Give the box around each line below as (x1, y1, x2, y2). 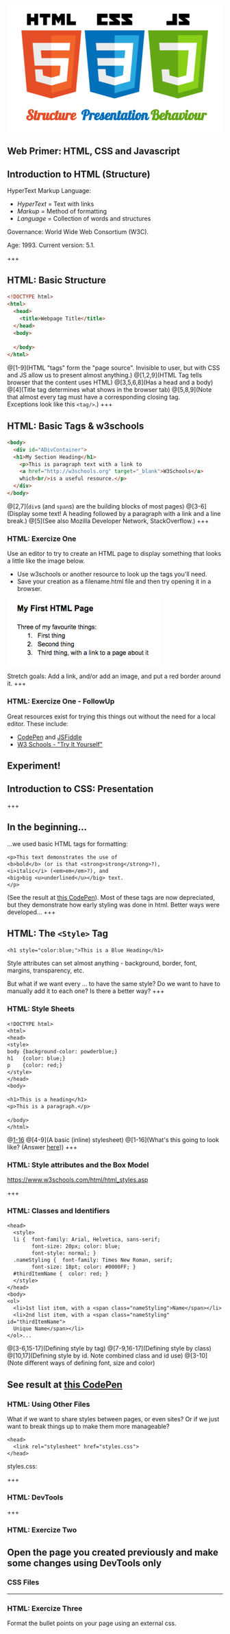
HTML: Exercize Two (7, 1526, 77, 1535)
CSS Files (7, 1578, 40, 1587)
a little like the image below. (7, 557, 86, 565)
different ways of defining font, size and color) (24, 1359, 155, 1367)
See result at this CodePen (7, 1379, 123, 1390)
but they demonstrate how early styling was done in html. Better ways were (7, 900, 220, 909)
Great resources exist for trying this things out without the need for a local (7, 712, 216, 721)
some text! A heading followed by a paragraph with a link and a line (31, 509, 221, 517)
